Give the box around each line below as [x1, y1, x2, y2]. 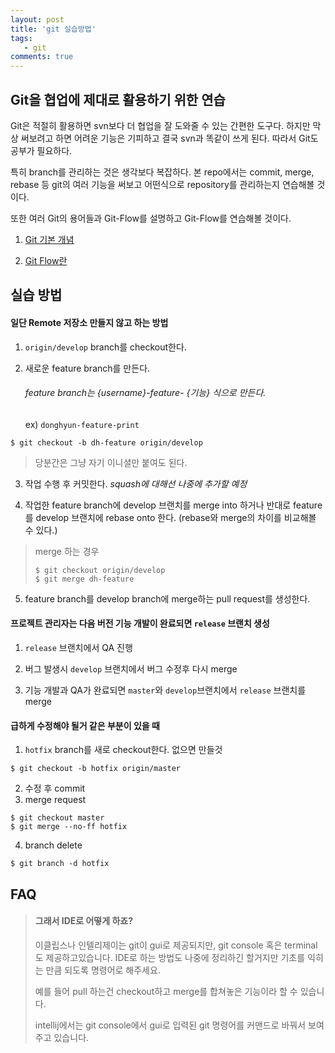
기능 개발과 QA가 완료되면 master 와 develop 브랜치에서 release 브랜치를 [24, 684, 307, 696]
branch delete [24, 839, 83, 851]
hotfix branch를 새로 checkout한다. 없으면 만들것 [24, 744, 223, 756]
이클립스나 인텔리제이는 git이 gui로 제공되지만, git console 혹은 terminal [34, 939, 318, 951]
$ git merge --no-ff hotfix [10, 822, 128, 832]
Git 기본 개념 [24, 233, 75, 245]
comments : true [10, 52, 74, 62]
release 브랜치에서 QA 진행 [24, 641, 133, 653]
